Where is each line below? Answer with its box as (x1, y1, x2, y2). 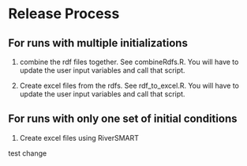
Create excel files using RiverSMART (19, 133, 140, 142)
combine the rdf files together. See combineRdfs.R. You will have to (19, 57, 239, 66)
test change (8, 148, 47, 158)
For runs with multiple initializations (8, 36, 188, 50)
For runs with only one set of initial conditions (8, 112, 238, 126)
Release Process (8, 5, 120, 23)
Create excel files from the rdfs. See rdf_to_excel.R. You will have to (19, 81, 239, 90)
